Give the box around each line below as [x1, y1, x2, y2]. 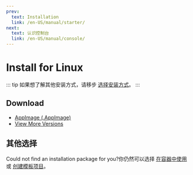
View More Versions [14, 120, 63, 127]
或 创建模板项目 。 [6, 162, 49, 170]
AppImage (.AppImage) [14, 114, 72, 121]
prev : [6, 8, 19, 15]
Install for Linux [6, 61, 83, 74]
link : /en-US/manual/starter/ [11, 19, 85, 25]
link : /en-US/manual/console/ [11, 36, 85, 42]
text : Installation [11, 14, 59, 20]
